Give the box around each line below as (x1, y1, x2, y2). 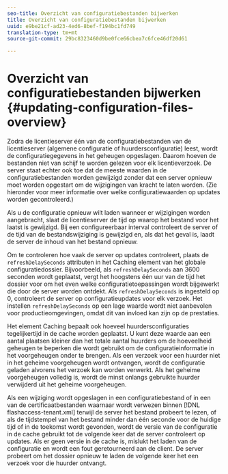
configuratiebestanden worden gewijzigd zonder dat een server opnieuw (7, 174, 212, 182)
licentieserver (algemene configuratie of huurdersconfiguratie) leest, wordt (7, 144, 218, 153)
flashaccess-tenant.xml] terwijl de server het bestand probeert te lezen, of (7, 408, 217, 417)
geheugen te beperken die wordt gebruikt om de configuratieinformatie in (7, 344, 214, 352)
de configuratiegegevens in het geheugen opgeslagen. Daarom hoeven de (7, 152, 216, 160)
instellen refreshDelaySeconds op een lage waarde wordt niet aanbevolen (7, 302, 212, 310)
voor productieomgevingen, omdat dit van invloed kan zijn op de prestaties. (7, 309, 220, 317)
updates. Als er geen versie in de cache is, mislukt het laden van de (7, 437, 197, 445)
